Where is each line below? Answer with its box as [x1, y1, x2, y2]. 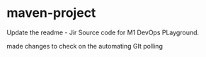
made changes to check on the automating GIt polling [6, 42, 164, 50]
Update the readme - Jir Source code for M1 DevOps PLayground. [6, 28, 200, 37]
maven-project [6, 5, 96, 21]
